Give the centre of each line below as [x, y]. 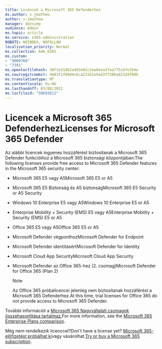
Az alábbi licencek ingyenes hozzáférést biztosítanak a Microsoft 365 [76, 153]
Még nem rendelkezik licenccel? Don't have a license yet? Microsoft [74, 331]
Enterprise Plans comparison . [35, 321]
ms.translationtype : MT [30, 79]
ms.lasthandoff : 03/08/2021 [34, 88]
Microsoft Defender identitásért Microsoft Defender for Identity [76, 246]
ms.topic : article [24, 33]
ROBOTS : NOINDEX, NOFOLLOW [33, 42]
